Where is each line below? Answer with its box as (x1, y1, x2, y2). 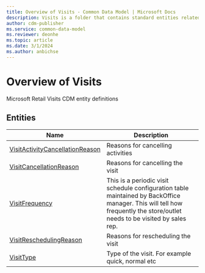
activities (106, 149, 132, 157)
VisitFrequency (9, 199, 53, 207)
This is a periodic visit (106, 176, 169, 185)
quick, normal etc (106, 257, 157, 265)
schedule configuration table (106, 183, 189, 192)
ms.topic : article (6, 37, 53, 43)
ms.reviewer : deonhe (6, 32, 59, 38)
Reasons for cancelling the (106, 158, 183, 167)
